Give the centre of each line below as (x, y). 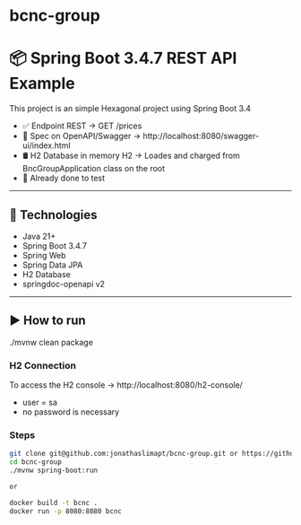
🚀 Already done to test (64, 178)
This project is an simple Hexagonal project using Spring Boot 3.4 (130, 109)
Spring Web (44, 255)
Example (42, 84)
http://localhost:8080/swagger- (201, 136)
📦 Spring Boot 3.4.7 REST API (123, 58)
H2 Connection (43, 365)
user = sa (40, 402)
